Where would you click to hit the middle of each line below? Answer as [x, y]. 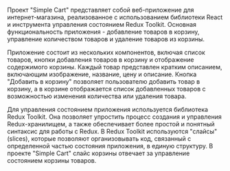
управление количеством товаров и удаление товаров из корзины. [106, 39]
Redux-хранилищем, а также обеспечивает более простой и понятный [111, 124]
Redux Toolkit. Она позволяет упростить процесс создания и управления [114, 117]
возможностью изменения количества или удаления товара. [97, 96]
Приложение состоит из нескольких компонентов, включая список [106, 52]
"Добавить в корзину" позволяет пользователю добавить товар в [104, 81]
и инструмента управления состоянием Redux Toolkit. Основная [102, 24]
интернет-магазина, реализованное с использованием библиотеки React [115, 17]
